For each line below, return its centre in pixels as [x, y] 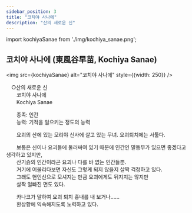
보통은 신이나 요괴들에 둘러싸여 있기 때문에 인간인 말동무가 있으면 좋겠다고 [101, 147]
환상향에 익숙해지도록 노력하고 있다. [57, 204]
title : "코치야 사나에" [32, 17]
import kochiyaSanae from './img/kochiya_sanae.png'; [71, 40]
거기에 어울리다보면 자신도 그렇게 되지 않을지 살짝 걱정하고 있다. [90, 170]
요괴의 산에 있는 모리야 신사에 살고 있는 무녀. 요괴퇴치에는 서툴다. [91, 135]
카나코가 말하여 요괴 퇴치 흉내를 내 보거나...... [68, 197]
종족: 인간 [27, 115]
